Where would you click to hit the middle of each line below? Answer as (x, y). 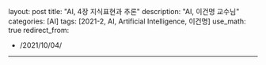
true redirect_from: (39, 30)
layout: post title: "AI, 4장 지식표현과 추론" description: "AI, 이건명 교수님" (124, 11)
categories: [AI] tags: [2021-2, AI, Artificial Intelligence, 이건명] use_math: (127, 21)
